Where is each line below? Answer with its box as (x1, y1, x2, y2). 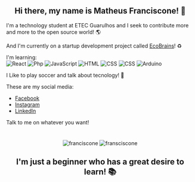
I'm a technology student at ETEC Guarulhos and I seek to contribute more (6, 21, 189, 29)
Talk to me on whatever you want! (6, 118, 89, 125)
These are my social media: (6, 83, 74, 90)
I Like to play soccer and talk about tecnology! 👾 (6, 71, 125, 79)
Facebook (14, 95, 40, 102)
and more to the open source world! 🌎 (6, 28, 101, 36)
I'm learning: (6, 54, 37, 61)
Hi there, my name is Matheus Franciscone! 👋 (14, 6, 186, 16)
